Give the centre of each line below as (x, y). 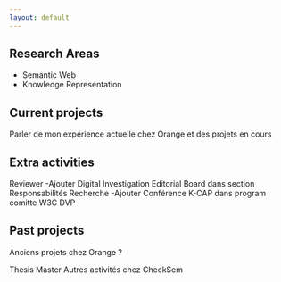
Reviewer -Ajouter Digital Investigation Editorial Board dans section (132, 184)
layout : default (39, 17)
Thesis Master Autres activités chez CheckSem (96, 270)
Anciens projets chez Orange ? (66, 252)
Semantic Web (49, 75)
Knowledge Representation (72, 85)
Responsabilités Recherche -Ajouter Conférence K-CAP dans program (138, 194)
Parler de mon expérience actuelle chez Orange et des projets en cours (140, 134)
